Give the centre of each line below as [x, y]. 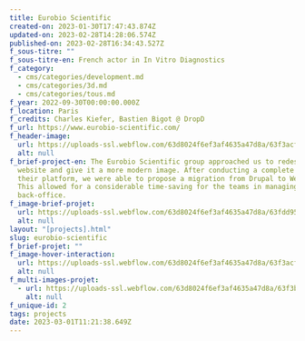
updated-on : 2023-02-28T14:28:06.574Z [83, 35]
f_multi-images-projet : [54, 280]
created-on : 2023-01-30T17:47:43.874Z [83, 26]
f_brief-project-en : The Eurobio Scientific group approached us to [142, 161]
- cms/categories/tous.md [67, 94]
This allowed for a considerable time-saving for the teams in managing [158, 187]
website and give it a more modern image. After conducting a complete [156, 170]
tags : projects [38, 314]
